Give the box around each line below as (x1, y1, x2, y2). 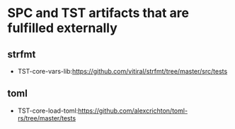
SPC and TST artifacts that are (7, 5, 190, 21)
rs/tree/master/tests (17, 113, 76, 122)
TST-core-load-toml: (17, 106, 79, 115)
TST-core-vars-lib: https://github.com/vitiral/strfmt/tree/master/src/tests (17, 67, 228, 75)
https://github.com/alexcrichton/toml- (77, 106, 188, 115)
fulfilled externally (7, 20, 118, 36)
